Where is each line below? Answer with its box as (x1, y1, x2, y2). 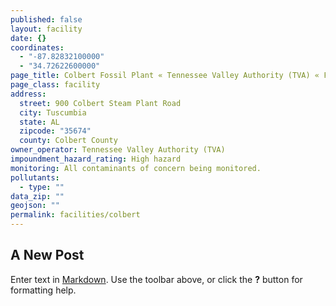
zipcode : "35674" (19, 126, 92, 136)
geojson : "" (10, 201, 60, 211)
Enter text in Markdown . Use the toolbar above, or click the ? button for (10, 273, 303, 285)
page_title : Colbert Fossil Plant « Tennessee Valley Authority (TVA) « (10, 71, 320, 81)
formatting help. (10, 284, 77, 296)
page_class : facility (10, 80, 101, 90)
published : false (10, 14, 83, 25)
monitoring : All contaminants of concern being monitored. (10, 163, 262, 173)
